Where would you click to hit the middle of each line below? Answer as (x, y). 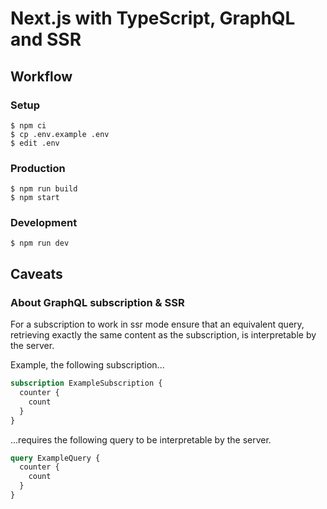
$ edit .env (35, 143)
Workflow (41, 76)
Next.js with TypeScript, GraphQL (153, 18)
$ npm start (35, 198)
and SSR (46, 39)
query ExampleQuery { (55, 458)
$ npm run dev (40, 243)
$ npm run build (44, 189)
